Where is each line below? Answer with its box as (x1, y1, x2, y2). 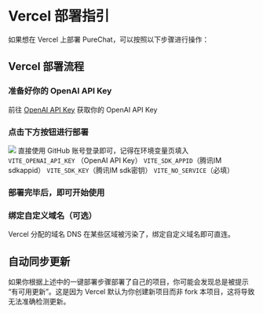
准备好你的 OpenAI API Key (8, 86, 112, 97)
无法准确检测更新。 (8, 296, 71, 306)
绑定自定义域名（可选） (8, 210, 97, 221)
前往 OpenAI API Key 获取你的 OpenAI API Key (8, 105, 158, 114)
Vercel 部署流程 (8, 60, 85, 73)
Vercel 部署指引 (8, 7, 110, 25)
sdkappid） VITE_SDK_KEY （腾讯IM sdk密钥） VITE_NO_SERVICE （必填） (8, 165, 234, 175)
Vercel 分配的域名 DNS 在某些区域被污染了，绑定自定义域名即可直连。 (8, 230, 236, 239)
